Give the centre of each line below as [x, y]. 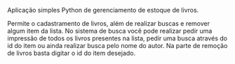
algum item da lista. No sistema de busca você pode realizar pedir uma [110, 31]
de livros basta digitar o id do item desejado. [72, 53]
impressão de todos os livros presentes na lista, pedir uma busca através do [117, 38]
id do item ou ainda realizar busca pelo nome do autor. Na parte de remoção [117, 46]
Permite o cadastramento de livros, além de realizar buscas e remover [109, 23]
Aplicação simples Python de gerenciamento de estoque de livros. [103, 10]
